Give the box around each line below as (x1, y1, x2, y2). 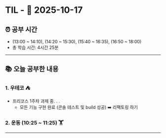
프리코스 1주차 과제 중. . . (12, 98, 60, 104)
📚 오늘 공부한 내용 (5, 65, 59, 73)
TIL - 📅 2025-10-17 (5, 4, 83, 16)
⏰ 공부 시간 (5, 25, 38, 34)
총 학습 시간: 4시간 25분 (12, 44, 59, 50)
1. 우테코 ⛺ (5, 85, 31, 92)
